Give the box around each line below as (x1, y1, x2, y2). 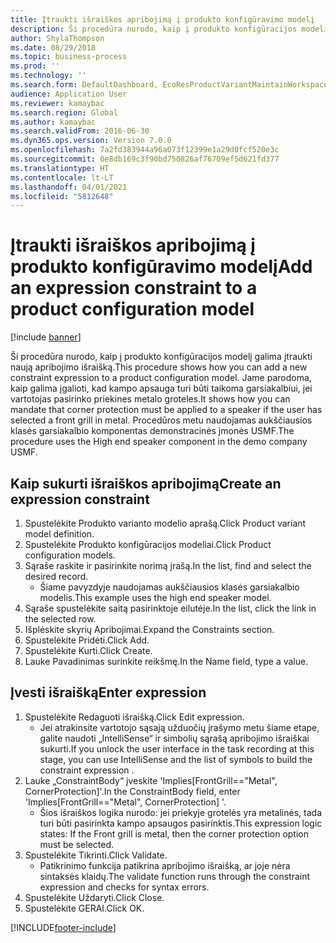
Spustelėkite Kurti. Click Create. (24, 645, 153, 656)
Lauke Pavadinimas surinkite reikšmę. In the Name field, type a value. (24, 656, 309, 667)
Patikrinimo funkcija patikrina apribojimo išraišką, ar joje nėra (39, 859, 291, 871)
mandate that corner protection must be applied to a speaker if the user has (10, 404, 323, 416)
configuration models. (24, 549, 116, 561)
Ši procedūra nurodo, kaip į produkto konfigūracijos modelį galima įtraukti (10, 351, 313, 363)
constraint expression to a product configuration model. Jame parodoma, (10, 372, 312, 384)
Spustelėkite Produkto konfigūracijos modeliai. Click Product (24, 539, 272, 550)
